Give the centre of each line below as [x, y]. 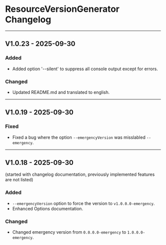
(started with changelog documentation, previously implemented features [80, 174]
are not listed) [19, 180]
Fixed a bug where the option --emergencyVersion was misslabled [79, 137]
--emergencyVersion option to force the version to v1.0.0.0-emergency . [83, 203]
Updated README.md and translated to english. [61, 92]
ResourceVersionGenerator [62, 9]
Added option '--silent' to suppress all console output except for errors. [85, 69]
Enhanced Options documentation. [47, 208]
